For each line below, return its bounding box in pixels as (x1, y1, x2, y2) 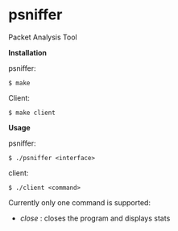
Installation (8, 47, 47, 57)
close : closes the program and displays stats (19, 213, 171, 223)
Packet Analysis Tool (8, 32, 78, 42)
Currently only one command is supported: (8, 197, 151, 207)
